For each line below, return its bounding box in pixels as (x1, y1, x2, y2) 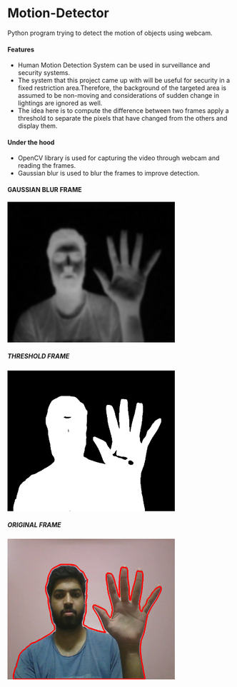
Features (7, 45, 34, 54)
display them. (17, 121, 58, 130)
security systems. (17, 69, 71, 77)
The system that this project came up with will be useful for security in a (17, 76, 231, 85)
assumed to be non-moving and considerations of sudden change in (17, 91, 220, 100)
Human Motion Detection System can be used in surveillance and (17, 61, 211, 69)
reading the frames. (17, 161, 76, 170)
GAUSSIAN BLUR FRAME (7, 185, 82, 194)
